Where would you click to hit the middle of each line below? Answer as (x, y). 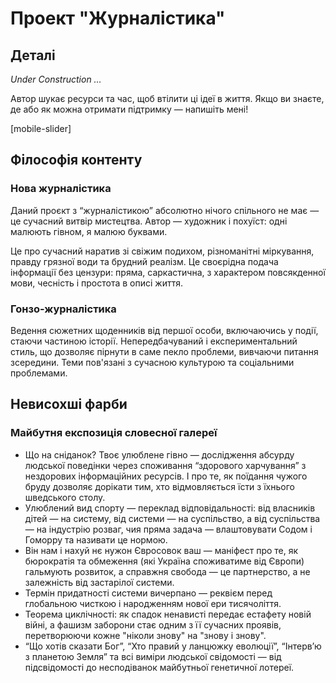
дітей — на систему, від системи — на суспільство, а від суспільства (172, 518)
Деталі (33, 55)
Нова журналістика (61, 189)
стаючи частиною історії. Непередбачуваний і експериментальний (154, 341)
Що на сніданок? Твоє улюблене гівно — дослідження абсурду (159, 454)
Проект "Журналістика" (118, 18)
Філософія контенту (76, 160)
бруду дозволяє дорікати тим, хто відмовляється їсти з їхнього (159, 486)
